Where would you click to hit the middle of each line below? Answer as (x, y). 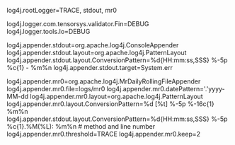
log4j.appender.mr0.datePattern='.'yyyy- (166, 89)
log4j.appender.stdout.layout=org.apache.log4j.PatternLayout (97, 53)
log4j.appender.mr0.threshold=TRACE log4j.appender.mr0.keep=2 (104, 134)
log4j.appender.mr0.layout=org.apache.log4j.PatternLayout (116, 96)
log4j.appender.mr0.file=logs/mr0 (56, 89)
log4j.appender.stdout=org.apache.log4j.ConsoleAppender (93, 45)
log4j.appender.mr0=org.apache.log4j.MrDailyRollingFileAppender (104, 81)
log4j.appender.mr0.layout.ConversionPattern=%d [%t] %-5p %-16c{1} (110, 104)
